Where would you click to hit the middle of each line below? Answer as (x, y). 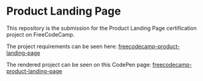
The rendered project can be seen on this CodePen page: (79, 65)
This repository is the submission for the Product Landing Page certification (102, 28)
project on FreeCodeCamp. (41, 34)
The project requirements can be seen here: (62, 46)
